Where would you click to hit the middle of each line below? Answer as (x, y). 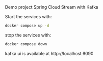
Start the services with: (28, 16)
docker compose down (26, 44)
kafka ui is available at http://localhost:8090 (49, 53)
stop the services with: (28, 35)
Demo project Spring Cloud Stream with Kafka (52, 7)
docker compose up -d (27, 26)
